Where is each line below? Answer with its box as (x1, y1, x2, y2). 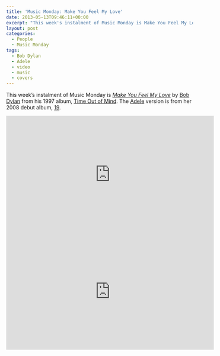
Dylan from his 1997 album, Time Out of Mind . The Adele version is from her (6, 97, 192, 105)
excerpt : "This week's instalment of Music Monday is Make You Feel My (6, 20, 187, 26)
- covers (11, 75, 33, 81)
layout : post (6, 25, 39, 31)
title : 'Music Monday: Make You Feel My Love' (6, 8, 123, 15)
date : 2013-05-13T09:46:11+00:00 (6, 14, 89, 20)
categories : (6, 31, 36, 37)
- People (11, 36, 33, 42)
